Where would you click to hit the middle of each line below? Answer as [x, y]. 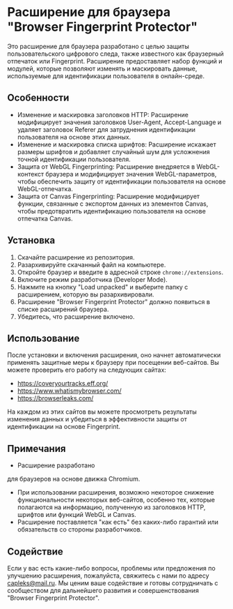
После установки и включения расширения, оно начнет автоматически [114, 355]
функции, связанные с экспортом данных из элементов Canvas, [113, 204]
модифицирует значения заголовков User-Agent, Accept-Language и [119, 122]
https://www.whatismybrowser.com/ [69, 391]
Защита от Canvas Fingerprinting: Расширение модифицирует [109, 196]
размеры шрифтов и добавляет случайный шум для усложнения [113, 151]
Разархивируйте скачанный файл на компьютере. [91, 264]
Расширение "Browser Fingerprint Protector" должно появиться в [114, 301]
